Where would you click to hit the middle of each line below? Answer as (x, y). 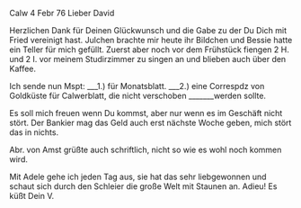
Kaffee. (23, 68)
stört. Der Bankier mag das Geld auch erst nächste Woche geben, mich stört (150, 122)
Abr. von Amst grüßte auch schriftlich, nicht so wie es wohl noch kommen (146, 149)
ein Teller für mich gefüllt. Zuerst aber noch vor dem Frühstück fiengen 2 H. (149, 50)
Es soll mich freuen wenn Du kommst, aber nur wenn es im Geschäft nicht (146, 113)
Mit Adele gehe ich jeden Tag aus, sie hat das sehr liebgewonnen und (138, 176)
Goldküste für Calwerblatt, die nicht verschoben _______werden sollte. (138, 95)
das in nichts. (34, 132)
